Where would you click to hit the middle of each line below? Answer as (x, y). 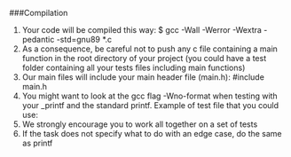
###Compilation (39, 13)
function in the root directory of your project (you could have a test (144, 58)
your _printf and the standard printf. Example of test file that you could (150, 105)
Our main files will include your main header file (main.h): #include (143, 77)
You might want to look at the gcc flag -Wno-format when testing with (149, 96)
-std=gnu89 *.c (84, 39)
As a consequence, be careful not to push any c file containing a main (149, 49)
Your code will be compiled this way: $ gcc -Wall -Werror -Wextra (142, 30)
